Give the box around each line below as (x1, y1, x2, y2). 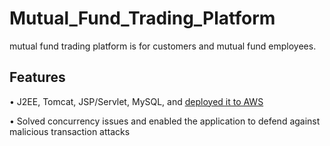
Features (9, 69, 66, 86)
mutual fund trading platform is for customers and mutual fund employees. (9, 40, 317, 52)
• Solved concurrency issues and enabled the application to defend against (9, 115, 321, 127)
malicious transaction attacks (9, 125, 131, 137)
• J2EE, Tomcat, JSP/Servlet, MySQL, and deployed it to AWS (9, 95, 264, 107)
